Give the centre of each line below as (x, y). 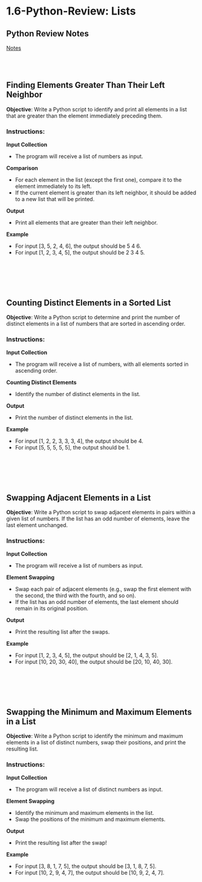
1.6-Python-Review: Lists (71, 11)
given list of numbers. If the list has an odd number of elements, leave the (98, 519)
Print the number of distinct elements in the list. (74, 418)
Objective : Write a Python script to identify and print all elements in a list (97, 109)
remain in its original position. (52, 608)
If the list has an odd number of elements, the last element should (97, 602)
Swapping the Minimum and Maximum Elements (99, 712)
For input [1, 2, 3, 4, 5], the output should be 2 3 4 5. (80, 253)
